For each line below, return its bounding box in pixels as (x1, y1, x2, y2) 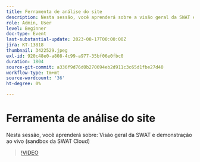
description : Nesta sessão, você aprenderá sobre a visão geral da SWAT (6, 14, 190, 20)
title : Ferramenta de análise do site (6, 8, 102, 15)
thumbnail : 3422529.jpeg (6, 48, 68, 54)
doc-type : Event (6, 31, 46, 37)
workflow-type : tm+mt (6, 70, 60, 76)
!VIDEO (20, 149, 39, 156)
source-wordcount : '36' (6, 75, 65, 81)
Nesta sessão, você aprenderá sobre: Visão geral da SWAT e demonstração (6, 131, 192, 138)
